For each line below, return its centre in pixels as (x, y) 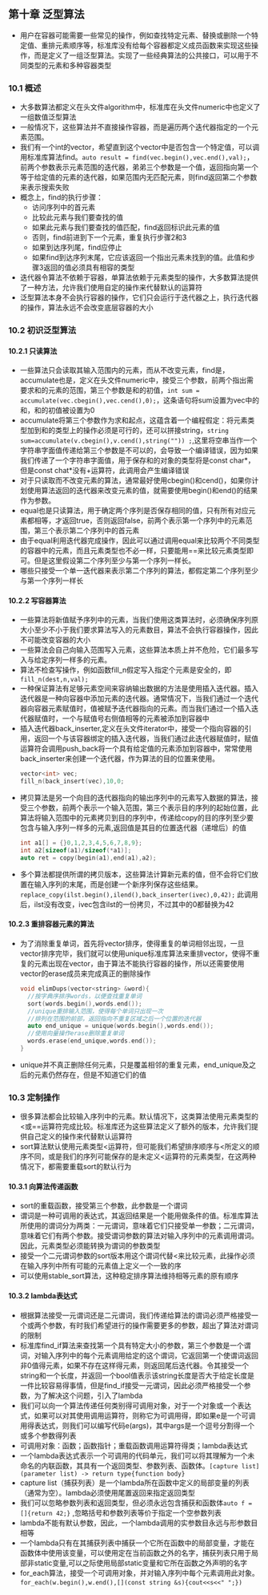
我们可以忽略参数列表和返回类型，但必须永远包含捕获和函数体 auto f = (136, 1503)
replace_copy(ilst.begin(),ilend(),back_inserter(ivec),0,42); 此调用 (139, 894)
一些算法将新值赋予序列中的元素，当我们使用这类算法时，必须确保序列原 (139, 620)
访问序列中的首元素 (64, 208)
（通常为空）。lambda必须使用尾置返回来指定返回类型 (108, 1492)
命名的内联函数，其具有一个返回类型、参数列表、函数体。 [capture (129, 1465)
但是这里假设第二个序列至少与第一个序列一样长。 (115, 561)
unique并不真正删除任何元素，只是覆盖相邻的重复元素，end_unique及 (134, 1064)
